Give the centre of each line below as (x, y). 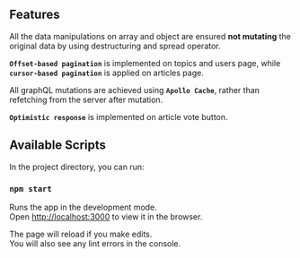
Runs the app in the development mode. (83, 207)
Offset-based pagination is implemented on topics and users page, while (145, 63)
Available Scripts (57, 146)
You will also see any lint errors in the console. (95, 243)
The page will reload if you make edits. (81, 234)
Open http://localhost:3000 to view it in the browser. (106, 216)
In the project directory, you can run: (77, 167)
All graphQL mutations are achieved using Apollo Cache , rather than (135, 90)
